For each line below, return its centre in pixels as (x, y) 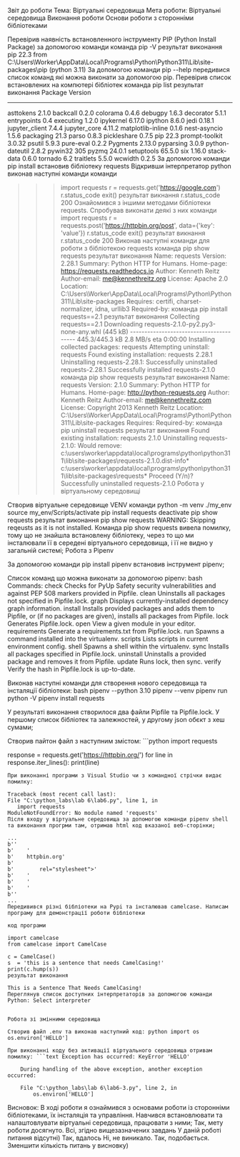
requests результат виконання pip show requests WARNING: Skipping (112, 520)
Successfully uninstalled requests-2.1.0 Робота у (132, 484)
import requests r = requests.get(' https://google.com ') (140, 187)
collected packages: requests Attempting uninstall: (135, 347)
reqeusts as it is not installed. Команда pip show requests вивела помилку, (119, 527)
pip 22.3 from (27, 54)
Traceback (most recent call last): (62, 794)
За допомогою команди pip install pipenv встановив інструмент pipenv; (116, 564)
